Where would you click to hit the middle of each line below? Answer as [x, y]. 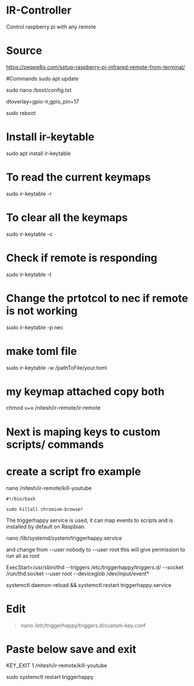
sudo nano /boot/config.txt [39, 90]
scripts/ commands [55, 444]
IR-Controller [39, 10]
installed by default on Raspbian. [46, 526]
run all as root [23, 556]
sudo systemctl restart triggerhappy [50, 677]
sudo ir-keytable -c [30, 234]
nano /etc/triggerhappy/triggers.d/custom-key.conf [83, 625]
